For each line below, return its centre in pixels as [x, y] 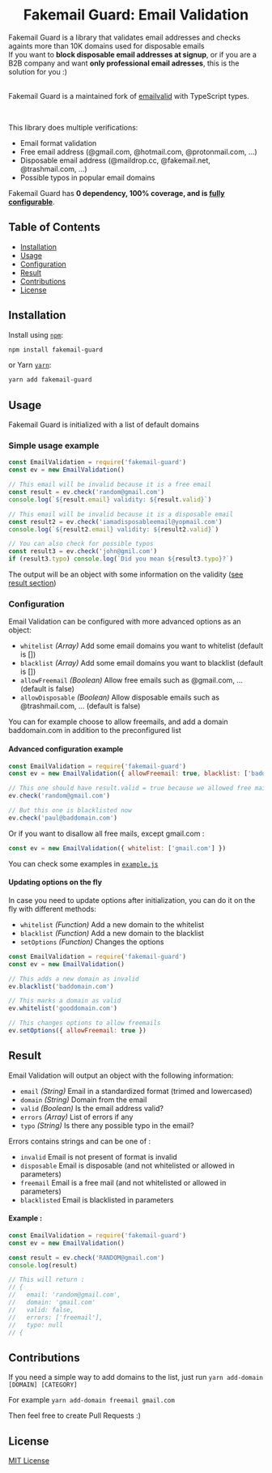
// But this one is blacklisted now [70, 811]
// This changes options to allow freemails [85, 1023]
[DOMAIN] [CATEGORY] [43, 1385]
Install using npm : [36, 334]
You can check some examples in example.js [83, 863]
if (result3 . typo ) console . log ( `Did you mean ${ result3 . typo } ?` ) [121, 559]
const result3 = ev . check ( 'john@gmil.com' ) [83, 551]
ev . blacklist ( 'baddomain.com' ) [61, 986]
